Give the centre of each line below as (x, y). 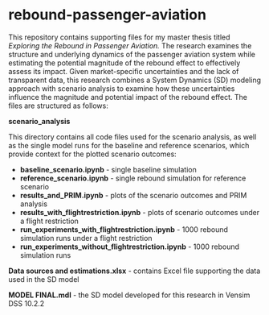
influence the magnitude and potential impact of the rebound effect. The (128, 97)
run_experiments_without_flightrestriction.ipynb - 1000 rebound (129, 247)
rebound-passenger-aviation (108, 15)
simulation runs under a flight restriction (86, 238)
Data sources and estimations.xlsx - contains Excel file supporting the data (134, 271)
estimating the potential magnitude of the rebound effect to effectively (124, 63)
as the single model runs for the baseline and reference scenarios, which (129, 145)
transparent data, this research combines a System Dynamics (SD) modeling (135, 80)
